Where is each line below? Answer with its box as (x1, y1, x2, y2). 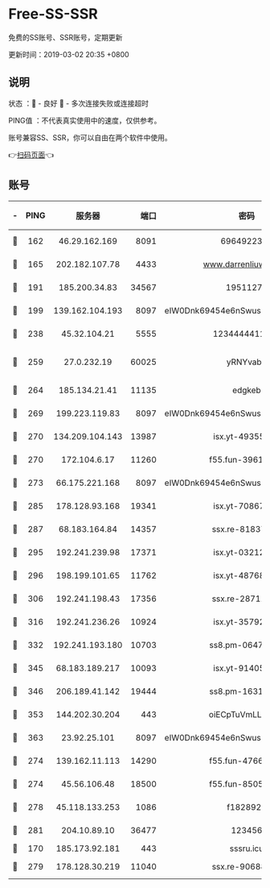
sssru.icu (229, 843, 264, 854)
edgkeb (232, 384, 261, 396)
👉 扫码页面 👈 (8, 150, 55, 160)
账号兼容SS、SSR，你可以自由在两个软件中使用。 (8, 132, 172, 142)
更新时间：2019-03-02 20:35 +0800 (8, 49, 130, 59)
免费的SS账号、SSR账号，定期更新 (8, 32, 123, 42)
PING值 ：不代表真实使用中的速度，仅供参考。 (8, 115, 162, 125)
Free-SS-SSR (8, 5, 98, 23)
